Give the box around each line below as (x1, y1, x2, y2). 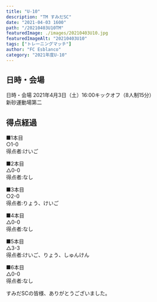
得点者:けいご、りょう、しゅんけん (6, 252, 90, 259)
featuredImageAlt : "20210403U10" (6, 36, 88, 41)
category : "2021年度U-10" (6, 52, 67, 58)
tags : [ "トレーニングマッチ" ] (6, 41, 72, 47)
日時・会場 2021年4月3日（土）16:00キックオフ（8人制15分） (6, 92, 155, 99)
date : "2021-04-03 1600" (6, 19, 67, 25)
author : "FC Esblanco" (6, 47, 61, 53)
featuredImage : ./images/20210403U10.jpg (6, 30, 109, 36)
